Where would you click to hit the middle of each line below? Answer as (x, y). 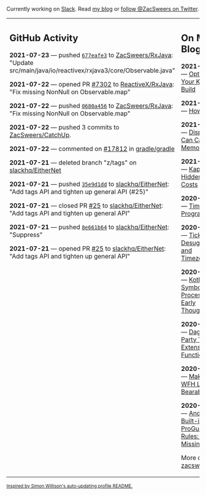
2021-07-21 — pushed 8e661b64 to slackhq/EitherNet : (90, 227)
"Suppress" (26, 235)
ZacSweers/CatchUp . (40, 134)
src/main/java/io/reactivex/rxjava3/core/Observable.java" (92, 70)
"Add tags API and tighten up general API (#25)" (79, 192)
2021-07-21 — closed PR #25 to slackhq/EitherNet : (86, 205)
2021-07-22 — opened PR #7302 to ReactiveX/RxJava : (92, 84)
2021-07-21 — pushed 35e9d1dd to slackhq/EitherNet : (90, 184)
